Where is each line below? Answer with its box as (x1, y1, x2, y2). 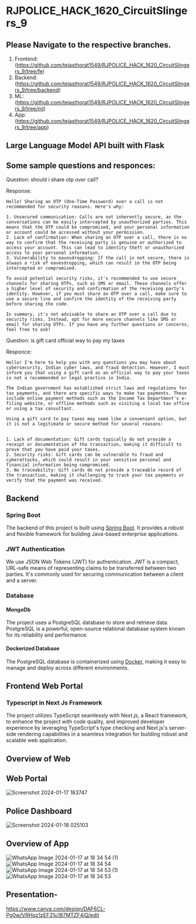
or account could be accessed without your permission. (6, 229, 145, 235)
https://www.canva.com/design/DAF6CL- (6, 905, 106, 912)
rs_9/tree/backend (14, 87, 59, 93)
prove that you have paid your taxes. (6, 446, 101, 453)
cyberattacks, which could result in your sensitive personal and (6, 457, 171, 463)
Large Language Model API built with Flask (6, 140, 165, 150)
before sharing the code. (6, 301, 69, 307)
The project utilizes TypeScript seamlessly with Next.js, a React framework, (6, 712, 188, 719)
